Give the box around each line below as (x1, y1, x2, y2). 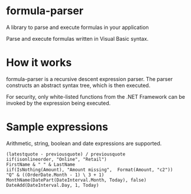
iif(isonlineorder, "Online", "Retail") (6, 156, 108, 162)
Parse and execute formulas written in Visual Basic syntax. (6, 35, 149, 42)
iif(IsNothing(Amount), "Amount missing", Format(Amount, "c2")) (6, 167, 173, 173)
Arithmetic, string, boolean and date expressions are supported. (6, 140, 162, 147)
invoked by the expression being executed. (6, 99, 111, 106)
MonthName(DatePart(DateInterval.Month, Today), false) (6, 177, 147, 183)
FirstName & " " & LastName (6, 161, 76, 167)
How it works (6, 56, 72, 69)
